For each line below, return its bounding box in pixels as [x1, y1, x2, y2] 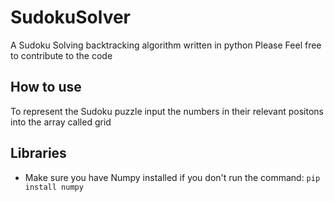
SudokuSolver [10, 6, 132, 29]
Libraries [10, 145, 67, 162]
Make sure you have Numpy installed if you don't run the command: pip [24, 171, 321, 183]
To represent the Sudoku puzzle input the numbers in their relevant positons [10, 105, 325, 117]
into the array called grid [10, 116, 112, 128]
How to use [10, 79, 82, 96]
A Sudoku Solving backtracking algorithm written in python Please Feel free [10, 39, 322, 51]
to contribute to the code [10, 49, 113, 61]
